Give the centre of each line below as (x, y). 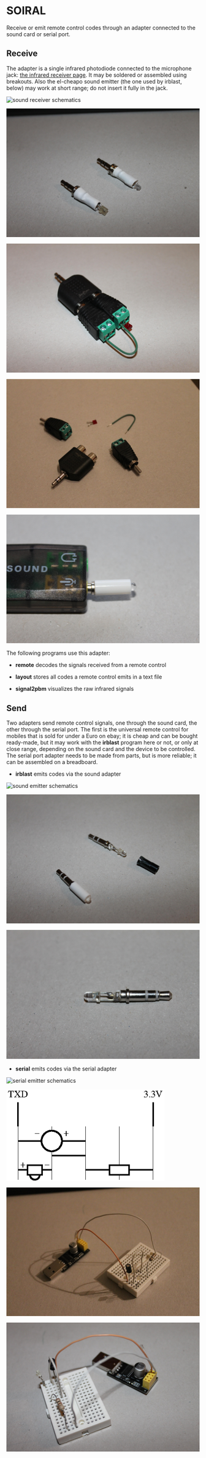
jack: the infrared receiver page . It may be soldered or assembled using (97, 75)
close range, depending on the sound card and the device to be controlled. (101, 749)
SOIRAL (26, 11)
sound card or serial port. (38, 34)
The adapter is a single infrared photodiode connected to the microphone (99, 68)
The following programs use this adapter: (58, 653)
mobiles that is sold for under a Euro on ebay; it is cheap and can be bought (102, 736)
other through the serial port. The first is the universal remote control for (97, 730)
